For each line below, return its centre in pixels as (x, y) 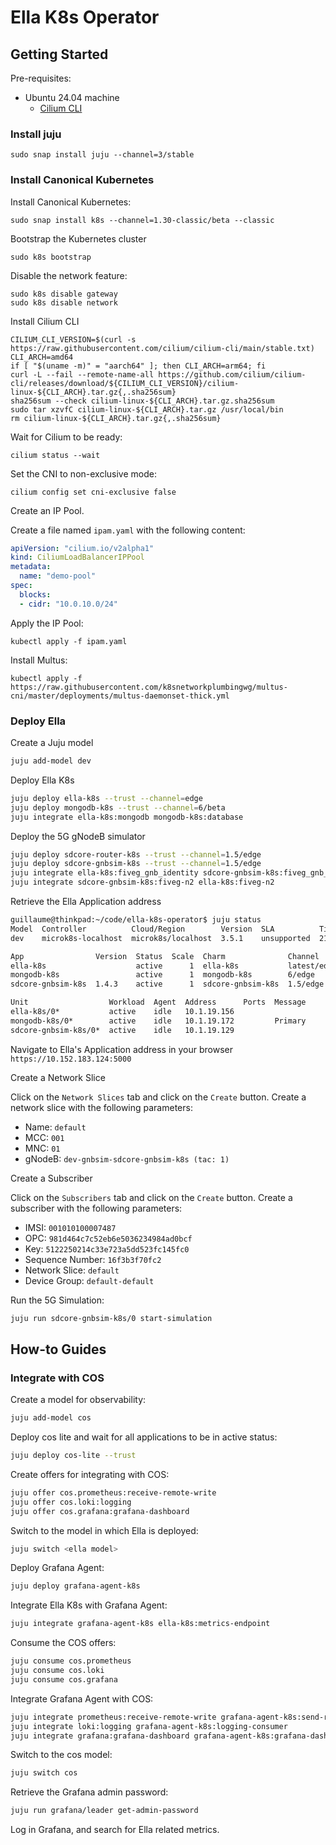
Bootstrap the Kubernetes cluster (78, 238)
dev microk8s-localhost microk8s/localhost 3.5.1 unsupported (160, 938)
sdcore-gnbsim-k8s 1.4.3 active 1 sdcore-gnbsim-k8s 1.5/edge (167, 984)
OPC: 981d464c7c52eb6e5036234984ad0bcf (108, 1238)
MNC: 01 (42, 1148)
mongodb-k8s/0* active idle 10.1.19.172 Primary (158, 1021)
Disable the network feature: (69, 275)
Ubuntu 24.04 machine (72, 97)
